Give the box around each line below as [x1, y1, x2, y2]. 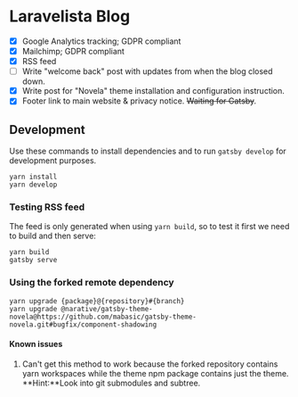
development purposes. [9, 155, 97, 166]
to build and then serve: [9, 230, 96, 242]
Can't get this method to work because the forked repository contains [21, 359, 278, 369]
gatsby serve [9, 256, 58, 265]
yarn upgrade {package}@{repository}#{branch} [9, 296, 185, 305]
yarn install [9, 172, 58, 182]
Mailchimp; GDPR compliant [21, 46, 125, 56]
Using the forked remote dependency [9, 277, 175, 289]
